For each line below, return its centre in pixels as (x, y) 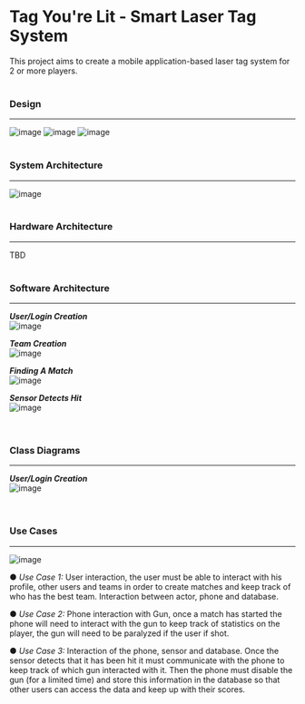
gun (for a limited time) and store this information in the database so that (145, 680)
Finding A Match (41, 371)
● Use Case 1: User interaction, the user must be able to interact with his (146, 577)
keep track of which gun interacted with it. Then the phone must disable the (151, 670)
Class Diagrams (45, 451)
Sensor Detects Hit (46, 398)
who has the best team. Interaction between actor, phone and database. (144, 596)
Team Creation (38, 344)
